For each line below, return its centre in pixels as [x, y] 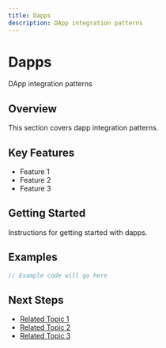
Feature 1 [34, 172]
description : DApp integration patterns [76, 23]
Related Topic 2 [45, 327]
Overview [33, 109]
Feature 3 [35, 189]
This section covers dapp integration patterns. [83, 128]
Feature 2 [35, 180]
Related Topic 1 [44, 319]
